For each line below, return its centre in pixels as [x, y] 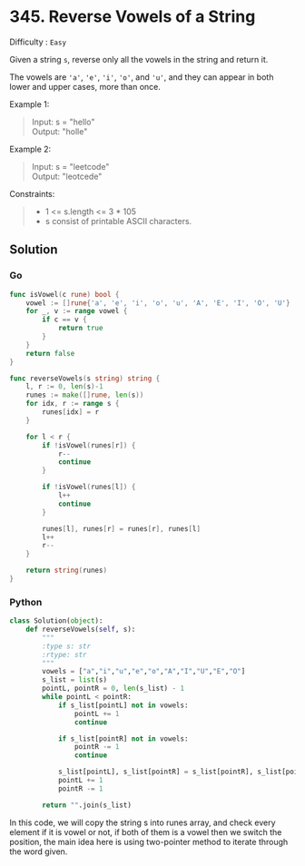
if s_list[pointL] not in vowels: [123, 705]
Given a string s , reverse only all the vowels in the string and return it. [139, 59]
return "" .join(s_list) [87, 805]
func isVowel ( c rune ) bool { [64, 294]
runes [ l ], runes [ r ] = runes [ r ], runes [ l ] [122, 528]
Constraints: [32, 193]
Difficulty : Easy [38, 42]
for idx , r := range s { [73, 404]
